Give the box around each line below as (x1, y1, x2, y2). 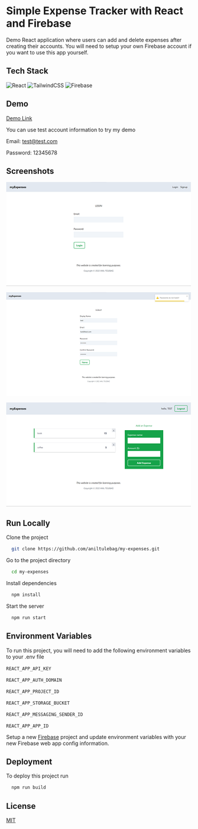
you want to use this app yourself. (6, 49, 89, 56)
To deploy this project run (6, 772, 69, 779)
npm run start (11, 614, 46, 621)
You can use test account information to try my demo (6, 126, 136, 133)
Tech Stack (6, 66, 48, 76)
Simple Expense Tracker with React (6, 4, 183, 18)
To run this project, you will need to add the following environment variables (6, 647, 191, 654)
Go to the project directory (6, 557, 71, 564)
